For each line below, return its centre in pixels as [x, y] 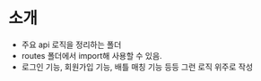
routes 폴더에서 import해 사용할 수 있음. [91, 55]
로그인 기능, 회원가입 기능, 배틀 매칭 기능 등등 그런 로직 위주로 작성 [137, 67]
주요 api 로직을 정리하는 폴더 [71, 45]
